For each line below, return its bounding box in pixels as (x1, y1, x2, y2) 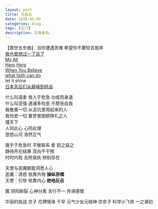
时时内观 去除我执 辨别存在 (5, 155, 60, 160)
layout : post (5, 7, 32, 12)
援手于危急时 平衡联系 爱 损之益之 (5, 142, 75, 148)
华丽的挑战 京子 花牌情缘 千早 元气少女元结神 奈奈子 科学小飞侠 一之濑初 (5, 199, 153, 205)
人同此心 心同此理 (5, 125, 41, 131)
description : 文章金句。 (5, 30, 53, 35)
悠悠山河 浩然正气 (5, 131, 41, 137)
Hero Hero (5, 62, 26, 68)
